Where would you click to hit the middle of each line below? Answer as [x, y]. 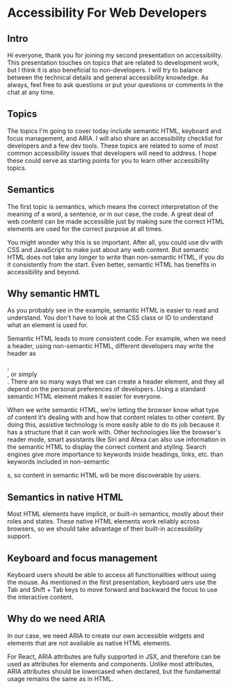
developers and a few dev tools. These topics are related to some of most [113, 146]
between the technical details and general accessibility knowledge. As [108, 77]
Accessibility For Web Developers [107, 13]
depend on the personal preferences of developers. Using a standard [106, 389]
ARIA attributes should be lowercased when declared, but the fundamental [114, 671]
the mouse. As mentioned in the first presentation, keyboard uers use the [112, 582]
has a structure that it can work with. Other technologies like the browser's [114, 432]
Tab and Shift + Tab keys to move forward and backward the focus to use [112, 590]
